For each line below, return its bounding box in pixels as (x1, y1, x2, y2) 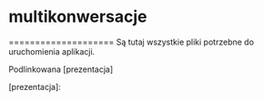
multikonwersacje (8, 6, 147, 27)
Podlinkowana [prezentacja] (8, 64, 114, 75)
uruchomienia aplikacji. (8, 45, 96, 56)
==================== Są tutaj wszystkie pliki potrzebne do (8, 36, 255, 47)
